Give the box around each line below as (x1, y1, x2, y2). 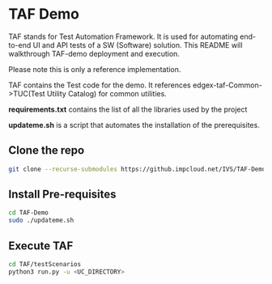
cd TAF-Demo (8, 209, 49, 217)
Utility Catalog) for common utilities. (47, 88, 168, 98)
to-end (8, 40, 32, 49)
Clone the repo (8, 143, 85, 158)
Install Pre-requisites (8, 188, 117, 201)
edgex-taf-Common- (193, 80, 263, 90)
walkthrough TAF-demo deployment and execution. (8, 49, 181, 58)
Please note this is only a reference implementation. (8, 64, 181, 74)
